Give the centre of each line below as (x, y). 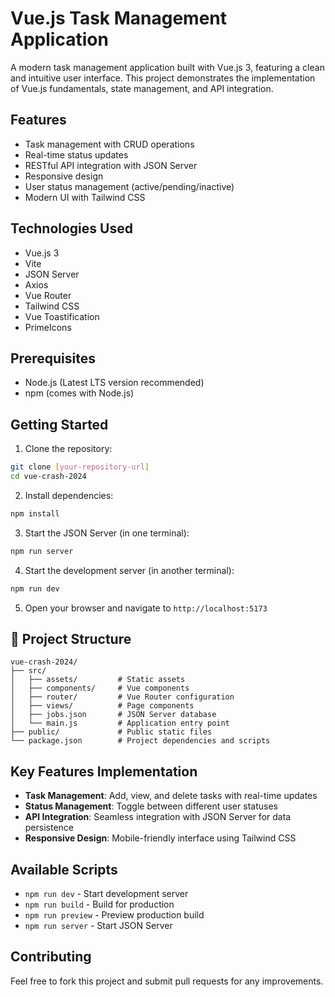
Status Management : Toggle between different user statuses (151, 806)
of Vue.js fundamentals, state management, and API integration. (142, 88)
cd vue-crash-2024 (48, 477)
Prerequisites (53, 358)
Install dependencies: (69, 495)
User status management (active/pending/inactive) (129, 186)
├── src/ (28, 671)
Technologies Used (71, 228)
